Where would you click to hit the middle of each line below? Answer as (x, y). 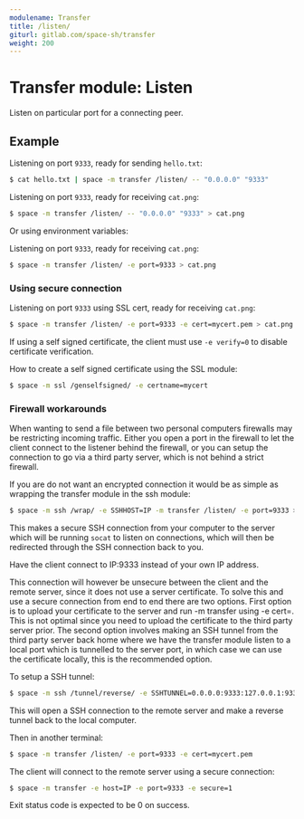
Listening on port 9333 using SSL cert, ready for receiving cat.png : (133, 308)
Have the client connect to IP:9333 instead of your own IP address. (134, 564)
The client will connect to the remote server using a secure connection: (142, 771)
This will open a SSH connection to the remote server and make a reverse (147, 710)
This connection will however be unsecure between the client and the (139, 582)
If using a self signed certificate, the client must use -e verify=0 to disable (148, 341)
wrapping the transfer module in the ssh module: (100, 493)
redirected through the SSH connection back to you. (107, 547)
